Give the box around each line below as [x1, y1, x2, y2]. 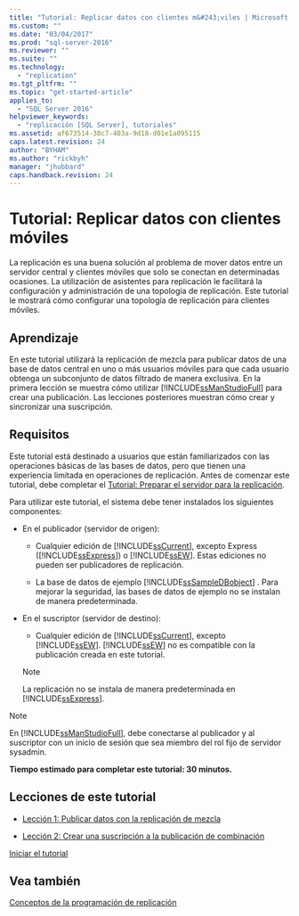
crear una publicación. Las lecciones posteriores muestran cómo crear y [9, 392, 276, 402]
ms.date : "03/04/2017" [9, 29, 93, 38]
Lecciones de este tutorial [9, 789, 157, 805]
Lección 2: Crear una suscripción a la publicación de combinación [21, 830, 265, 841]
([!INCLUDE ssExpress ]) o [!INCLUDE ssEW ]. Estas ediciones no [35, 550, 267, 560]
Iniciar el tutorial [9, 847, 69, 858]
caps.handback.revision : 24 [9, 170, 114, 179]
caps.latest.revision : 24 [9, 137, 105, 146]
